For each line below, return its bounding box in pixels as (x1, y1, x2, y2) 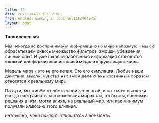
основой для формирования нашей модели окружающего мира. (5, 59, 139, 64)
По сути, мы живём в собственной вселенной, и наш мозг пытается (5, 88, 146, 93)
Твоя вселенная (5, 34, 39, 40)
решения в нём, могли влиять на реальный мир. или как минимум (5, 98, 143, 104)
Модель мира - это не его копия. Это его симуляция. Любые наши (5, 68, 143, 74)
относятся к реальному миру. (5, 78, 67, 84)
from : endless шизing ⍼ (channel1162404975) (5, 16, 97, 21)
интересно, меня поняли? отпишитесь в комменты (5, 112, 111, 119)
